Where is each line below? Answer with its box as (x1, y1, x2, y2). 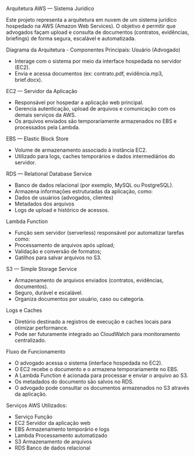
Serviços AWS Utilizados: (6, 402, 67, 409)
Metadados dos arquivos (14, 200, 75, 207)
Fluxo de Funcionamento (6, 348, 66, 355)
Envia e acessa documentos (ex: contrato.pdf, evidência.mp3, (14, 70, 163, 77)
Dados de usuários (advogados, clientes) (14, 194, 114, 201)
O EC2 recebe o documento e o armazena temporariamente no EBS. (14, 366, 179, 372)
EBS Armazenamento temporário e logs (14, 426, 110, 433)
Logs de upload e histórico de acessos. (14, 207, 110, 213)
